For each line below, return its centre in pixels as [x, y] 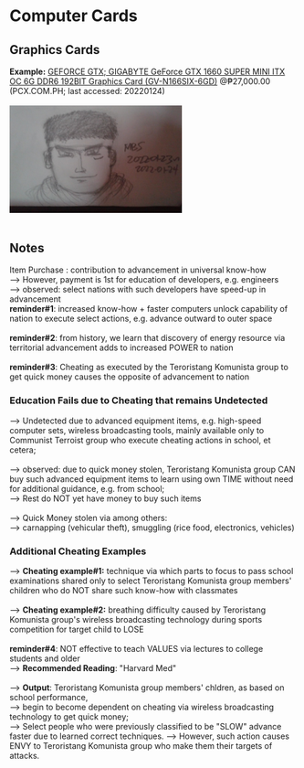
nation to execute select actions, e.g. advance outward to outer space [141, 319]
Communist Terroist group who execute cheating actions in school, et [140, 440]
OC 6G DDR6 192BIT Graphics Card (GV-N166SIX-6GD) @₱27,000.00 [140, 81]
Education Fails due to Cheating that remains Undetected [139, 400]
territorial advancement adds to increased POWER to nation [121, 347]
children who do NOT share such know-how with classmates [124, 590]
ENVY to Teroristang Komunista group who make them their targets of [141, 745]
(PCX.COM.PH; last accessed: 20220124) [88, 91]
